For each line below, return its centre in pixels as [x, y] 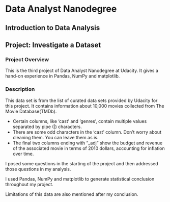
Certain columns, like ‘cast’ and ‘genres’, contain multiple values [80, 121]
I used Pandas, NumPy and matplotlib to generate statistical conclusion [80, 179]
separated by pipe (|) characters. [47, 127]
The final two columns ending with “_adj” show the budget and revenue [88, 143]
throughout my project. [29, 184]
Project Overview [27, 59]
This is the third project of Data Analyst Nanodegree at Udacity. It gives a [82, 71]
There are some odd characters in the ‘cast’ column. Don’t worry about [87, 132]
